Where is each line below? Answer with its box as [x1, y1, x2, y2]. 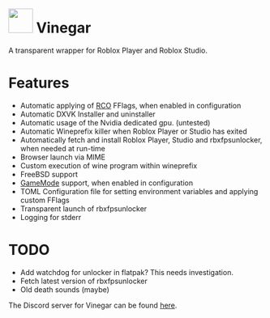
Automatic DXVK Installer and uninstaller [19, 109, 156, 119]
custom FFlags [19, 195, 71, 205]
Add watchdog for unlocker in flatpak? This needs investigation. [19, 267, 234, 277]
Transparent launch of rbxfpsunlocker [19, 203, 148, 214]
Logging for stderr [19, 212, 82, 222]
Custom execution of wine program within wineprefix [19, 160, 198, 170]
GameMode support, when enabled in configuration [19, 178, 194, 188]
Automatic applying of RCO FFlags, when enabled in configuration [19, 100, 242, 110]
